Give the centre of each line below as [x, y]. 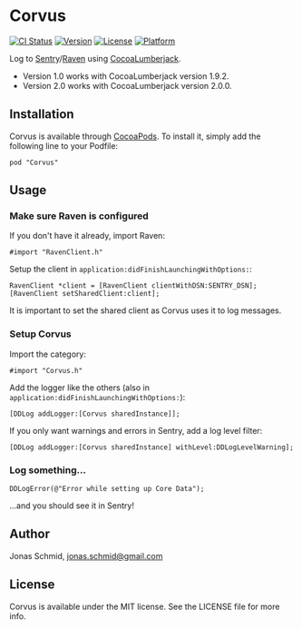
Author [29, 534]
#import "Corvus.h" [46, 370]
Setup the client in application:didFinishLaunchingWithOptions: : [131, 270]
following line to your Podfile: [64, 145]
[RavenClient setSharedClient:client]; [85, 294]
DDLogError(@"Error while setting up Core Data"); [107, 489]
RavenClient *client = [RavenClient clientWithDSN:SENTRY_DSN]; [133, 286]
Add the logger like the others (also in [79, 388]
